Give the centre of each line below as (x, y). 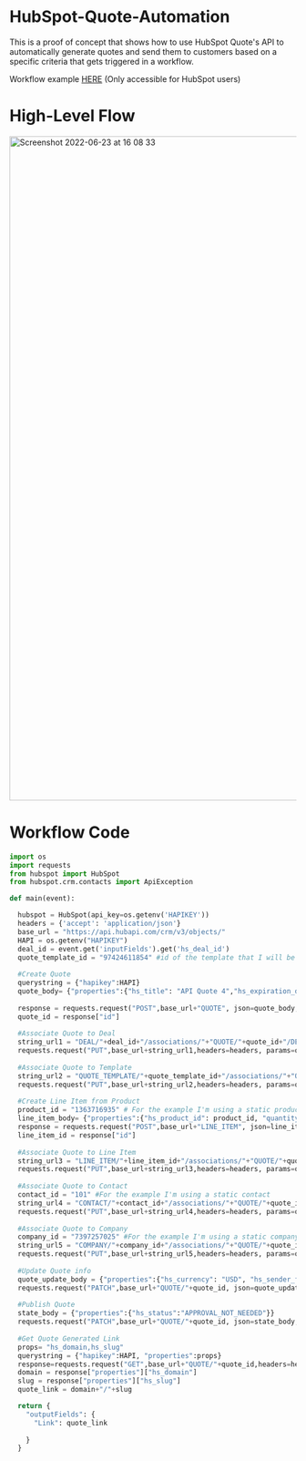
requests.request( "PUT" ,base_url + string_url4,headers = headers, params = (157, 1211)
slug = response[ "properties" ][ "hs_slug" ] (99, 1381)
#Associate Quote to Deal (67, 1034)
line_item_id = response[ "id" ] (77, 1135)
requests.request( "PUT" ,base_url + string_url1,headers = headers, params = (157, 1051)
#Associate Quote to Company (73, 1229)
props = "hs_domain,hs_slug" (71, 1347)
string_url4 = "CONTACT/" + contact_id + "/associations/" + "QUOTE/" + (144, 1203)
